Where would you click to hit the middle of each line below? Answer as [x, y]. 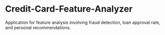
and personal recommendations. [38, 27]
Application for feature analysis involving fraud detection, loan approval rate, [83, 22]
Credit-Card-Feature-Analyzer [69, 9]
